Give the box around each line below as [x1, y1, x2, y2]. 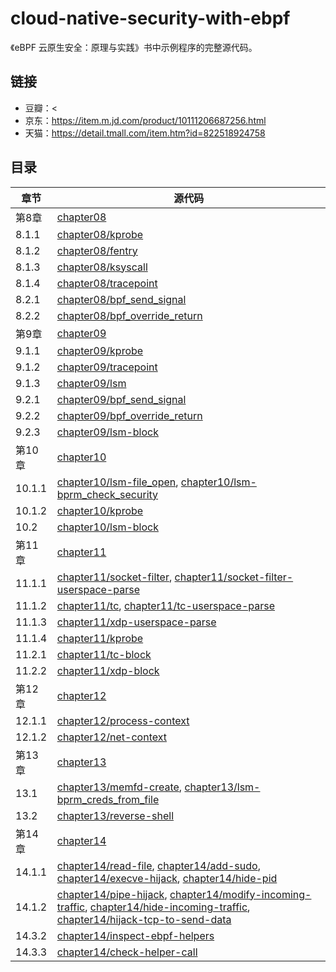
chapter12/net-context [56, 730, 167, 744]
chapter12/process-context [56, 713, 190, 727]
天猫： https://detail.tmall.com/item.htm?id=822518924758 [24, 127, 266, 139]
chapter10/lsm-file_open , [56, 475, 179, 489]
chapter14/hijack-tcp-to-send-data [56, 912, 232, 926]
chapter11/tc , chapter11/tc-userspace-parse [56, 598, 276, 612]
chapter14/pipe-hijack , [56, 887, 168, 901]
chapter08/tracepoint [56, 276, 158, 290]
